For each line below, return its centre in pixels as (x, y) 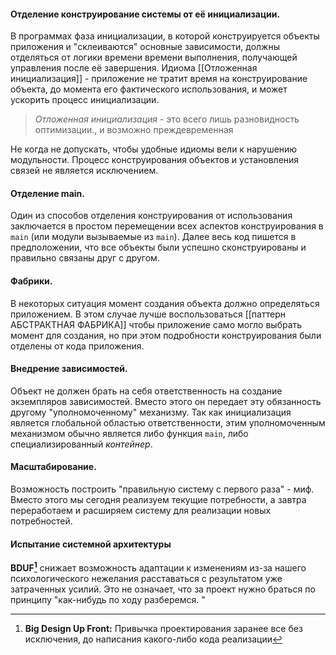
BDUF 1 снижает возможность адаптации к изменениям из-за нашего (158, 567)
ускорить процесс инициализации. (85, 100)
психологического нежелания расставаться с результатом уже (146, 578)
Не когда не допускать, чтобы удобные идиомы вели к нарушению (154, 149)
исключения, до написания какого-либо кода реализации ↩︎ (153, 639)
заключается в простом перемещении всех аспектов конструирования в (167, 226)
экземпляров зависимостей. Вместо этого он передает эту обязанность (166, 401)
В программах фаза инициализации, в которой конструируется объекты (165, 36)
